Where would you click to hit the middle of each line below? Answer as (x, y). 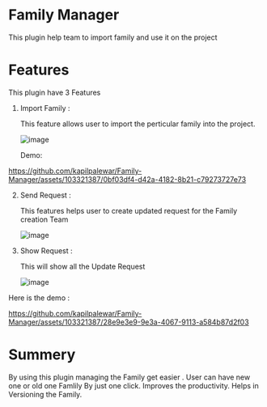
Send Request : (45, 195)
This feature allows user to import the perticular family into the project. (138, 124)
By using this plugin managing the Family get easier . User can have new (129, 377)
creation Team (44, 219)
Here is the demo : (39, 298)
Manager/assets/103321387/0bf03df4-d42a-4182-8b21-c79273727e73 (127, 179)
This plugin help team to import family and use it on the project (113, 37)
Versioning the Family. (45, 394)
